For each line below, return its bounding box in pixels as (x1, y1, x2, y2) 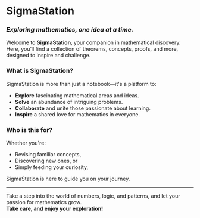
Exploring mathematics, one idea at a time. (6, 26, 134, 34)
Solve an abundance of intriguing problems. (14, 98, 123, 105)
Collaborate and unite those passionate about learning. (14, 105, 151, 112)
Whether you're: (6, 139, 46, 147)
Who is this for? (6, 125, 53, 134)
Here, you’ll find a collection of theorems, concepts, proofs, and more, (6, 45, 179, 53)
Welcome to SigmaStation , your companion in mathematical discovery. (6, 39, 181, 46)
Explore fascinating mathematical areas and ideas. (14, 91, 139, 99)
